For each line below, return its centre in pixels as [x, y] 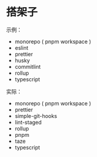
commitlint [28, 66]
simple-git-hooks [36, 116]
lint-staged [28, 122]
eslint [21, 47]
